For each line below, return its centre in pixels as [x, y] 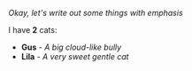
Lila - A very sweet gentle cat [75, 56]
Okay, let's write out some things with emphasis [96, 13]
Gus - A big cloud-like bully [71, 47]
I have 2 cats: [33, 30]
